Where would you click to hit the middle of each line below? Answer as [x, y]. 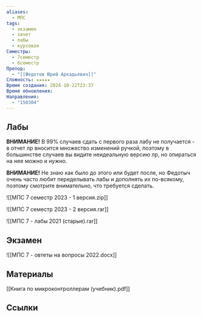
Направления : [23, 97]
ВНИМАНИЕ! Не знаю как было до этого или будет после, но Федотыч [98, 173]
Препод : [16, 68]
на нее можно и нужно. [37, 161]
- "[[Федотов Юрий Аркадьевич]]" [54, 74]
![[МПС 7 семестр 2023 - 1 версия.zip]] [57, 198]
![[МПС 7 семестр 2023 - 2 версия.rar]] [57, 209]
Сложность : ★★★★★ [28, 80]
